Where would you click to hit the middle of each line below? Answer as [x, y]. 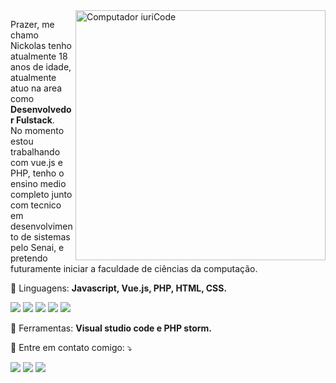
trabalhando [35, 152]
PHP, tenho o [37, 173]
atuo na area [36, 88]
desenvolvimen [41, 226]
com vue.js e [36, 162]
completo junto [41, 194]
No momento [37, 130]
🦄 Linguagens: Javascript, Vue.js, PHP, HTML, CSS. [119, 288]
